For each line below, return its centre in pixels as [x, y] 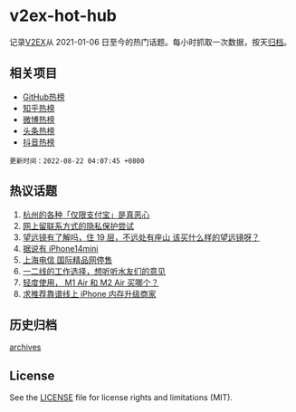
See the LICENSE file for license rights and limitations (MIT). [121, 398]
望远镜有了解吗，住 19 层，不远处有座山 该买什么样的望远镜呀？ [141, 237]
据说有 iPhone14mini [60, 248]
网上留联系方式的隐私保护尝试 [78, 225]
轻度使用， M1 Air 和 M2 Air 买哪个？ [91, 283]
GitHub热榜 [43, 97]
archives [25, 347]
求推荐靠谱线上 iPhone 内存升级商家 [89, 293]
